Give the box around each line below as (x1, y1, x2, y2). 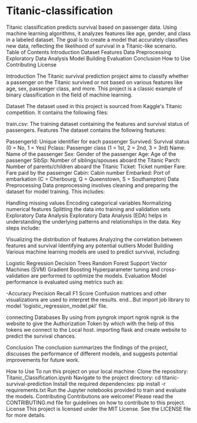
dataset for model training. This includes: (6, 188, 106, 195)
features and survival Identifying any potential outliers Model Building (6, 242, 174, 249)
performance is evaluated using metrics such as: (6, 278, 124, 285)
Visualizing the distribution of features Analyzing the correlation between (6, 235, 183, 242)
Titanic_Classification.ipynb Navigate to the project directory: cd (6, 374, 161, 381)
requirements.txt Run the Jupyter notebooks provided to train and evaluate (6, 387, 186, 394)
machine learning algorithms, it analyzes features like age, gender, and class (6, 29, 191, 36)
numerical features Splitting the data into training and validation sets (6, 205, 171, 212)
